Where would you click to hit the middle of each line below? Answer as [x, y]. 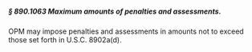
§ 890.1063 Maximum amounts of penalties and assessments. [115, 11]
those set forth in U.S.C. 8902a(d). [65, 39]
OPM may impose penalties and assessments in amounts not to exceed [126, 31]
